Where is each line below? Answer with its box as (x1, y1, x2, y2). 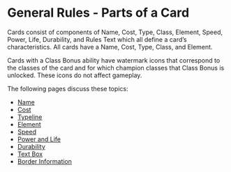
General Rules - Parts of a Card (7, 5, 190, 21)
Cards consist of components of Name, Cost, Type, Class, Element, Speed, (7, 28, 223, 36)
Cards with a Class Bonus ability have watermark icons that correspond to (7, 56, 221, 64)
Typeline (17, 113, 43, 121)
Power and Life (17, 134, 61, 143)
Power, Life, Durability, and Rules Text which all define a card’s (7, 35, 187, 43)
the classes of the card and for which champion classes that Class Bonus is (7, 63, 225, 72)
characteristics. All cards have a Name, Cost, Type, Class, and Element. (7, 42, 213, 51)
